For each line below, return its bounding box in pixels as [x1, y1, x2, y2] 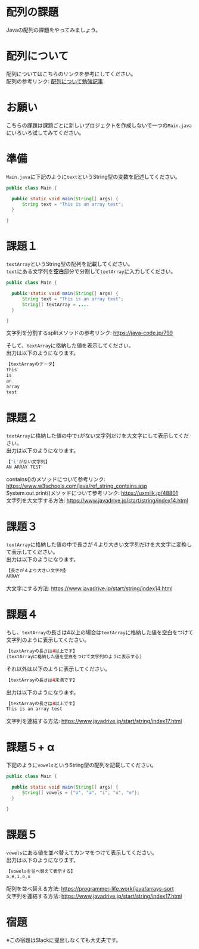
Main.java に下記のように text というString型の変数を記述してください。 [6, 173, 181, 180]
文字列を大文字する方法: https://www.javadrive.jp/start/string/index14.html [6, 497, 188, 504]
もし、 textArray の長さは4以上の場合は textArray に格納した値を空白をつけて [6, 628, 194, 635]
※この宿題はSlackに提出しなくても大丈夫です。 [6, 936, 122, 944]
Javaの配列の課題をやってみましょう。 [6, 26, 101, 33]
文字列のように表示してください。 [6, 636, 90, 643]
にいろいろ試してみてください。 [6, 129, 85, 136]
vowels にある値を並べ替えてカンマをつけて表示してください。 [6, 849, 158, 856]
